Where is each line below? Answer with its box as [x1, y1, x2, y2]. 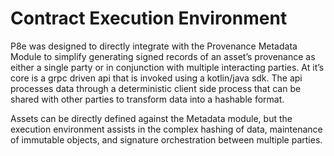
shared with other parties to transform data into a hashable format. [10, 93, 285, 105]
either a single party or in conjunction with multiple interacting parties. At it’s [10, 61, 325, 73]
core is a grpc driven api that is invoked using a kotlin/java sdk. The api [10, 72, 303, 84]
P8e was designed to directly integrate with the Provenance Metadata [10, 40, 298, 52]
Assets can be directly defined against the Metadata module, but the [10, 112, 293, 124]
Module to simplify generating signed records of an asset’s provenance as [10, 50, 316, 62]
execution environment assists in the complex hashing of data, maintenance [10, 123, 323, 135]
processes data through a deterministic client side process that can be [10, 82, 302, 94]
